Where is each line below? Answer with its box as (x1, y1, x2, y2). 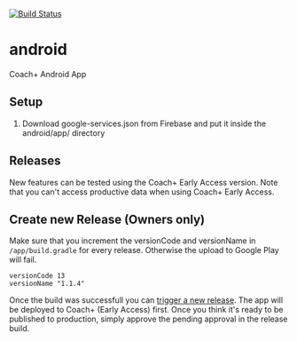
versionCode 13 (9, 272, 66, 281)
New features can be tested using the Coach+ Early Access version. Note (9, 177, 278, 187)
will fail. (9, 254, 37, 266)
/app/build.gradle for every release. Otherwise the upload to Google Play (9, 245, 279, 256)
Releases (9, 154, 61, 169)
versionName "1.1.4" (9, 280, 86, 289)
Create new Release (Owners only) (9, 211, 206, 226)
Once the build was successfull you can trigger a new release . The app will (9, 295, 284, 305)
